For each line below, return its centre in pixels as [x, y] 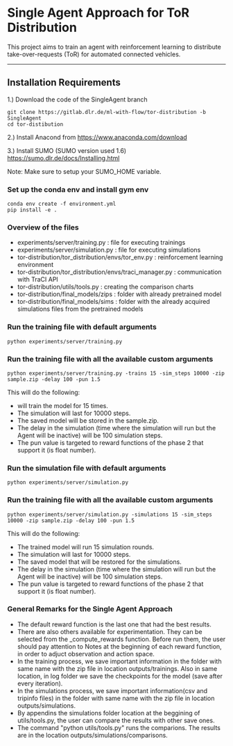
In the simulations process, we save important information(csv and [112, 690]
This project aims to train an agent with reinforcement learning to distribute [114, 47]
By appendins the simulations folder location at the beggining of [109, 713]
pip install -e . [32, 210]
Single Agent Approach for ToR [98, 13]
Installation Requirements [64, 82]
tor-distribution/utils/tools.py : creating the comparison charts [105, 287]
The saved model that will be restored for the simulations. [99, 562]
